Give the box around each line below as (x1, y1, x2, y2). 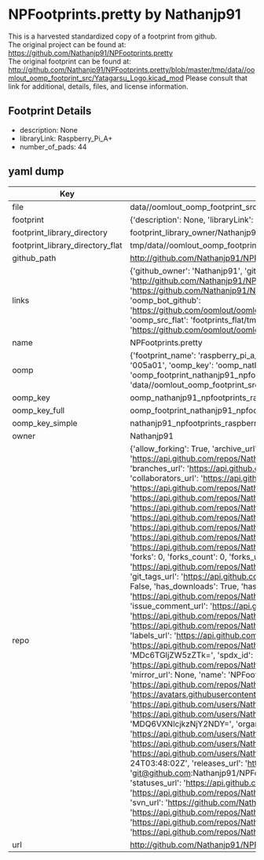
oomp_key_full (12, 405, 65, 416)
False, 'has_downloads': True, (129, 580, 240, 591)
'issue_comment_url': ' (129, 600, 213, 611)
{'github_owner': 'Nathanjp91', (129, 265, 243, 276)
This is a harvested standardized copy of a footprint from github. (8, 31, 218, 41)
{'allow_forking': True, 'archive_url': (129, 443, 259, 454)
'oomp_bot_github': (129, 295, 201, 306)
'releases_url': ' (191, 757, 247, 768)
